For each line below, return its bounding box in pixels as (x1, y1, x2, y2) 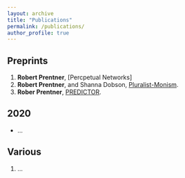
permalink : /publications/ (7, 23, 85, 30)
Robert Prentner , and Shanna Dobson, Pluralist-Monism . (17, 81, 179, 89)
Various (7, 146, 41, 158)
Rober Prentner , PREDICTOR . (17, 88, 101, 97)
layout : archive (7, 10, 54, 17)
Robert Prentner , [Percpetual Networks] (17, 73, 133, 81)
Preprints (7, 55, 48, 66)
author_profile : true (7, 29, 70, 37)
